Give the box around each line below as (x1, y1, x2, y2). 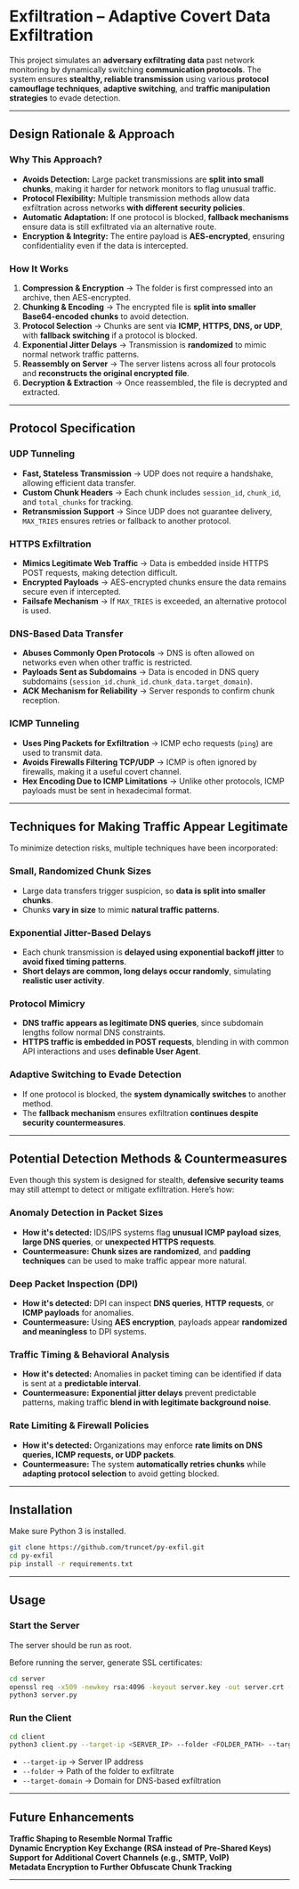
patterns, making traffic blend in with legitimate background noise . (21, 1397, 271, 1408)
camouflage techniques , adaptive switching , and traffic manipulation (9, 83, 271, 94)
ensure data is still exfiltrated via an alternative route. (21, 221, 217, 232)
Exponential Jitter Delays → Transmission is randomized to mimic (21, 339, 267, 349)
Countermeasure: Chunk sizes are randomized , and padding (21, 1245, 251, 1256)
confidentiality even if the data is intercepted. (21, 240, 189, 250)
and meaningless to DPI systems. (21, 1326, 147, 1336)
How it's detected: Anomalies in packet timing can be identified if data (21, 1368, 282, 1379)
